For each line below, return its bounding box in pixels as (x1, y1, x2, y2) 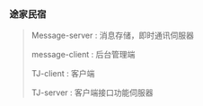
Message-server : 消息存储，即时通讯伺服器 (31, 30, 195, 41)
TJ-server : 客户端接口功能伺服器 (31, 87, 154, 98)
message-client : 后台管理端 (31, 49, 136, 60)
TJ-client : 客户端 (31, 68, 95, 79)
